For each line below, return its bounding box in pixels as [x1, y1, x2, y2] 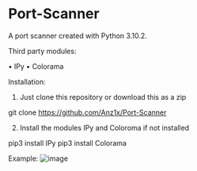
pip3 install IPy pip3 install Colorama [8, 138, 127, 147]
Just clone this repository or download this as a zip [19, 92, 187, 101]
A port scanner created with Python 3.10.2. [8, 31, 148, 40]
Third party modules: [8, 46, 77, 55]
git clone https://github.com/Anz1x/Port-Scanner [8, 108, 167, 117]
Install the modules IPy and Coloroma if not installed [19, 123, 190, 132]
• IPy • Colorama [8, 61, 64, 71]
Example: [8, 154, 39, 163]
